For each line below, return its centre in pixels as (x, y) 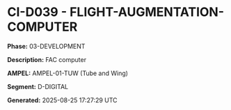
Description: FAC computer (47, 59)
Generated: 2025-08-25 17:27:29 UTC (62, 100)
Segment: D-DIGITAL (38, 86)
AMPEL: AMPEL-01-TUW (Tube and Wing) (68, 73)
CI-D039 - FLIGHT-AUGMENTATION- (116, 12)
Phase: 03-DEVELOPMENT (46, 46)
